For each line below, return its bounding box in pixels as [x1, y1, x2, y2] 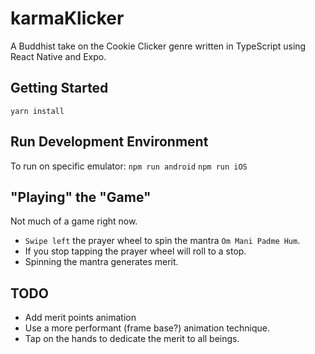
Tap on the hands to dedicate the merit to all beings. [24, 333, 240, 345]
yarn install [10, 106, 65, 116]
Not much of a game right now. [10, 215, 138, 227]
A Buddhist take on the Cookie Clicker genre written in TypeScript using [10, 40, 307, 52]
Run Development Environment [10, 133, 209, 151]
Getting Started [10, 80, 109, 97]
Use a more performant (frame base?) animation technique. [24, 322, 271, 334]
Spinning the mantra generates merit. [24, 256, 179, 268]
